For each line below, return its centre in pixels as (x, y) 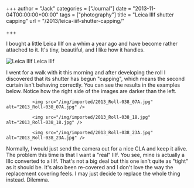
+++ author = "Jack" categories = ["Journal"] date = (69, 8)
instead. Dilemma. (28, 180)
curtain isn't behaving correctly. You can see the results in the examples (93, 85)
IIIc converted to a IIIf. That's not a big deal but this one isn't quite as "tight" (97, 161)
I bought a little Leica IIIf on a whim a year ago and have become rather (92, 44)
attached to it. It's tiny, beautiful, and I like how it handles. (76, 50)
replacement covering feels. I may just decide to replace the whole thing (93, 173)
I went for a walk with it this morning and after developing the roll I (86, 72)
